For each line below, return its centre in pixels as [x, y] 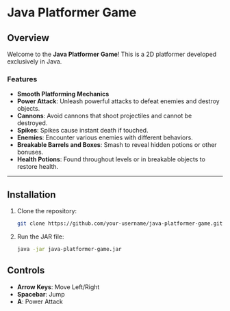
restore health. [38, 167]
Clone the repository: [47, 211]
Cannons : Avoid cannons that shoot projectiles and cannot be [104, 116]
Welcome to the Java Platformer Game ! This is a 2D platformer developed [112, 54]
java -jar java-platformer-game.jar [69, 249]
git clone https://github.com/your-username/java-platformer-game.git [120, 224]
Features [22, 79]
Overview [28, 38]
